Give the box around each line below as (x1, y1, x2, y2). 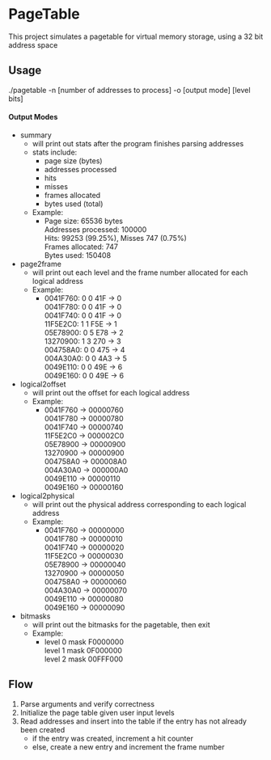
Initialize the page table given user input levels (19, 707, 176, 717)
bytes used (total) (44, 199, 104, 209)
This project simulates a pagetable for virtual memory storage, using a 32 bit (8, 32, 264, 41)
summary (19, 130, 53, 140)
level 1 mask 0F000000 (44, 645, 123, 655)
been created (19, 724, 66, 734)
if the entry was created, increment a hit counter (32, 733, 194, 743)
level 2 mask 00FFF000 (44, 654, 124, 664)
